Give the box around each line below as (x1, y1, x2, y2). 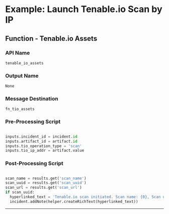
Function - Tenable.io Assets (5, 34, 98, 43)
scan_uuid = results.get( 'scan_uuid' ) (5, 180, 87, 185)
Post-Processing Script (5, 160, 64, 167)
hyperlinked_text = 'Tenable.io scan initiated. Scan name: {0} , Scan (10, 194, 161, 199)
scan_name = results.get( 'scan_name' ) (5, 176, 87, 181)
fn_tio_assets (5, 106, 35, 112)
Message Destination (5, 95, 59, 102)
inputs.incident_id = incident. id (5, 134, 78, 139)
